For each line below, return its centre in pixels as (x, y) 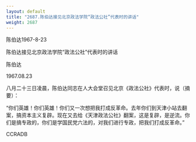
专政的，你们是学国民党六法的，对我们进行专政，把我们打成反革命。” (103, 123)
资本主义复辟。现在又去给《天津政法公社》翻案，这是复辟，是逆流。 (103, 115)
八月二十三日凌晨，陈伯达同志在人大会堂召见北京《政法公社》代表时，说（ (95, 88)
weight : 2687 (22, 22)
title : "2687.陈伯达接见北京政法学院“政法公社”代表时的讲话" (73, 17)
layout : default (26, 11)
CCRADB (17, 134)
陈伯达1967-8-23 (27, 40)
